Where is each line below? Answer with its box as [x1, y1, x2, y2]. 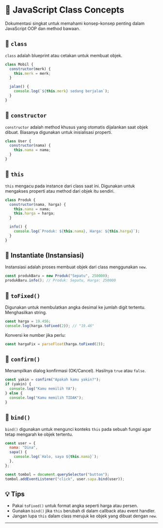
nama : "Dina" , [9, 445, 38, 450]
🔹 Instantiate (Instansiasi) [5, 251, 84, 260]
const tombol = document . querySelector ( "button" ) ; [5, 472, 110, 477]
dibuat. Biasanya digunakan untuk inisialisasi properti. [5, 129, 113, 135]
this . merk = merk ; [14, 71, 51, 76]
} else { [5, 391, 23, 396]
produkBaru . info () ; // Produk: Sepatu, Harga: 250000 [5, 278, 116, 283]
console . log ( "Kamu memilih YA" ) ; [9, 386, 77, 391]
